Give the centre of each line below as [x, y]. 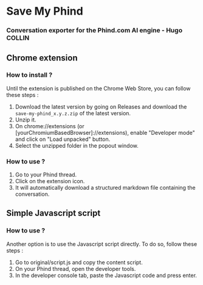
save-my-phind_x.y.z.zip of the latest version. [73, 113]
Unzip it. [26, 120]
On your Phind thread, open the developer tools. [75, 269]
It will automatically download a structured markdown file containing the [105, 188]
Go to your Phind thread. [46, 175]
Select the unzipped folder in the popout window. [77, 145]
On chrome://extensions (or [50, 126]
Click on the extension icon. [50, 181]
